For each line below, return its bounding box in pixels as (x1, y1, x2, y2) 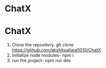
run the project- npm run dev (11, 58, 71, 64)
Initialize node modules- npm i (11, 52, 74, 58)
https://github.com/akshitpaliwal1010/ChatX (11, 47, 101, 53)
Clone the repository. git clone (11, 42, 74, 48)
